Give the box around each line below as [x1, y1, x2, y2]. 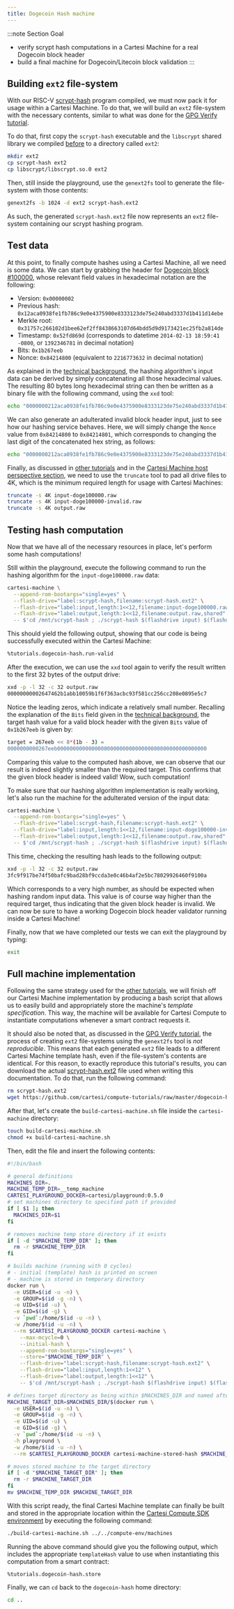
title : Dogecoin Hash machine [7, 10, 95, 17]
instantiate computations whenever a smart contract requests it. [7, 1016, 191, 1025]
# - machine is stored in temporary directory [7, 1276, 145, 1283]
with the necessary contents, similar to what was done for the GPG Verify [7, 111, 218, 119]
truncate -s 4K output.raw [7, 505, 86, 512]
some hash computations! [7, 550, 81, 558]
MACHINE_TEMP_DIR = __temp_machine [7, 1186, 104, 1193]
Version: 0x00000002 [17, 294, 75, 302]
